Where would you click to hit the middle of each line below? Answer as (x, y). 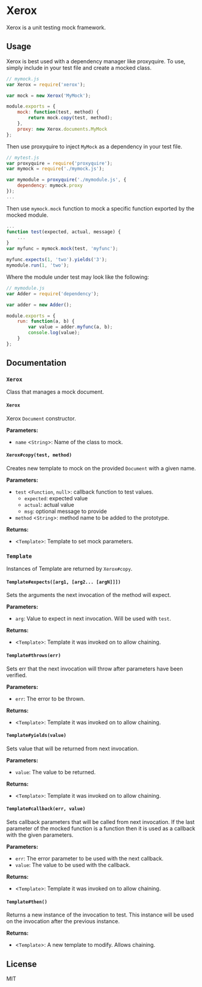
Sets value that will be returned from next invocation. (72, 748)
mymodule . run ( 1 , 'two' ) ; (38, 265)
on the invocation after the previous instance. (63, 921)
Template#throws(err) (34, 655)
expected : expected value (56, 498)
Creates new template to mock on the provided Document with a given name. (101, 468)
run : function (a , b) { (46, 321)
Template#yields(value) (37, 736)
